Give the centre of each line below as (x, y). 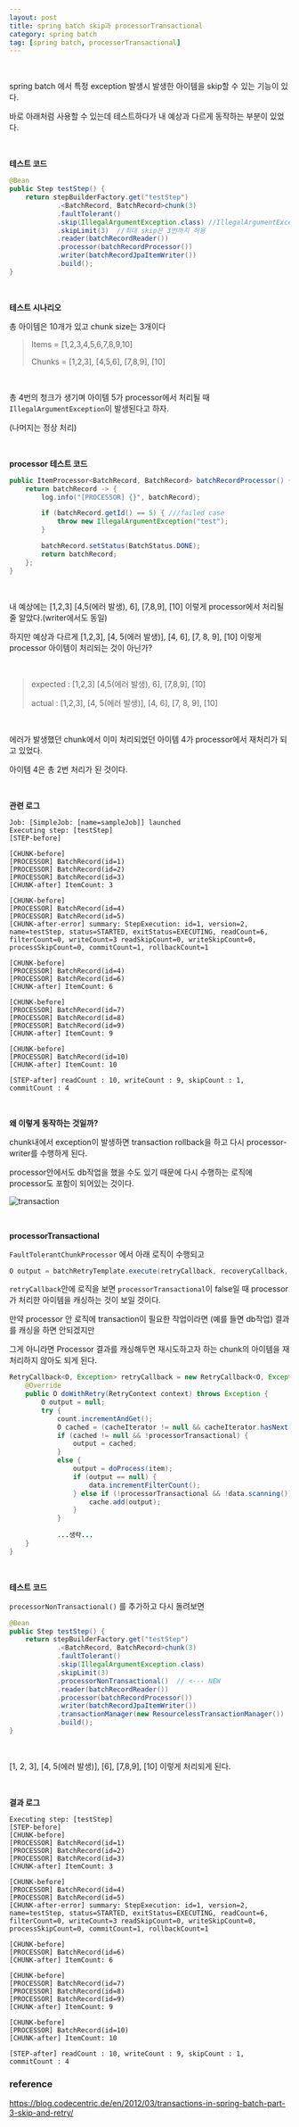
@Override (44, 1386)
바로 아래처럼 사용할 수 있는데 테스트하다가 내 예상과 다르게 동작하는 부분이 (139, 116)
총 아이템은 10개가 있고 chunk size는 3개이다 (88, 326)
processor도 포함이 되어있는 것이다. (72, 1183)
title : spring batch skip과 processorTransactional (106, 26)
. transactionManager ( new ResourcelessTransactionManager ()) (170, 1715)
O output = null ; (73, 1402)
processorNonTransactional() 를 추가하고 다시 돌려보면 (107, 1606)
